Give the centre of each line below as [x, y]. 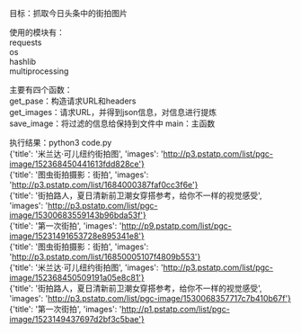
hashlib [23, 62]
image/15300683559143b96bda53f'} [78, 215]
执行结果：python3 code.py [61, 143]
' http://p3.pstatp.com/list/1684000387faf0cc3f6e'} [104, 184]
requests [26, 42]
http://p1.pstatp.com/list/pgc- [176, 309]
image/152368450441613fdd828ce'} [77, 164]
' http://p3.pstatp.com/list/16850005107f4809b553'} [105, 256]
